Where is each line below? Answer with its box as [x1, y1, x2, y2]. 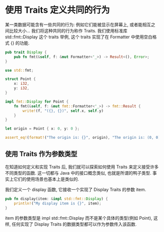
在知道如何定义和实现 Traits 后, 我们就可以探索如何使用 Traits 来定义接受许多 [5, 164, 159, 170]
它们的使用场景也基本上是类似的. [13, 176, 80, 182]
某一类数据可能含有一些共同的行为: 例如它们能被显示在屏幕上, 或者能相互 [5, 22, 151, 27]
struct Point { [5, 77, 36, 81]
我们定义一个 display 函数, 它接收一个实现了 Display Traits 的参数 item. [5, 186, 146, 192]
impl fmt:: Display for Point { [5, 99, 69, 104]
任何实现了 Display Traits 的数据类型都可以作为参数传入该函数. [11, 221, 137, 227]
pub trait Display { [5, 50, 47, 54]
